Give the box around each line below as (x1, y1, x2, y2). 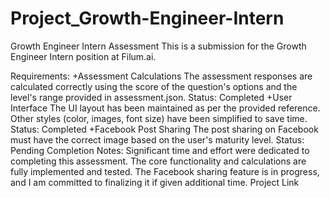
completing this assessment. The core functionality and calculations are (10, 155, 307, 167)
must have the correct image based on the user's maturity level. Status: (10, 133, 305, 146)
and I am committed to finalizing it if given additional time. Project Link (10, 176, 300, 188)
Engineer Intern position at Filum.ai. (10, 50, 157, 62)
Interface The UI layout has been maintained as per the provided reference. (10, 102, 321, 114)
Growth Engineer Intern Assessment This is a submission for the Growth (10, 40, 307, 52)
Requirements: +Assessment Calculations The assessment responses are (10, 70, 313, 82)
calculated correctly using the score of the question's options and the (10, 80, 298, 92)
